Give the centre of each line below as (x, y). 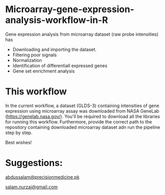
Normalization (27, 60)
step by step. (19, 133)
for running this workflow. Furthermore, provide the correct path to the (79, 122)
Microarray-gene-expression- (70, 9)
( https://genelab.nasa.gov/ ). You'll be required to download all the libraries (83, 116)
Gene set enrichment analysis (44, 71)
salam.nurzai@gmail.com (32, 187)
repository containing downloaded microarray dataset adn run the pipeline (83, 127)
